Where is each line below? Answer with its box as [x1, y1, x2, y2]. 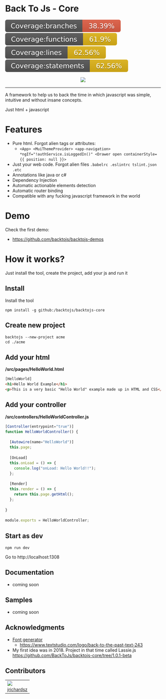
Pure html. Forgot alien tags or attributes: [12, 140, 96, 146]
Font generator [12, 637, 43, 643]
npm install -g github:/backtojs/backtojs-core [5, 307, 105, 312]
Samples [5, 596, 33, 604]
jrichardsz [7, 687, 28, 693]
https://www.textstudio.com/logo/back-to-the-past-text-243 [19, 642, 143, 648]
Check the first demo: [5, 226, 49, 233]
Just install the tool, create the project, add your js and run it [5, 270, 128, 276]
